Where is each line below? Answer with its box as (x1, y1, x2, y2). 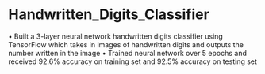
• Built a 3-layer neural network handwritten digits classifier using (8, 31, 224, 41)
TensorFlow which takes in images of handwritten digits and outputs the (8, 39, 244, 49)
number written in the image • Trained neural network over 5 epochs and (8, 48, 248, 57)
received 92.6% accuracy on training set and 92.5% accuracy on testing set (8, 57, 258, 66)
